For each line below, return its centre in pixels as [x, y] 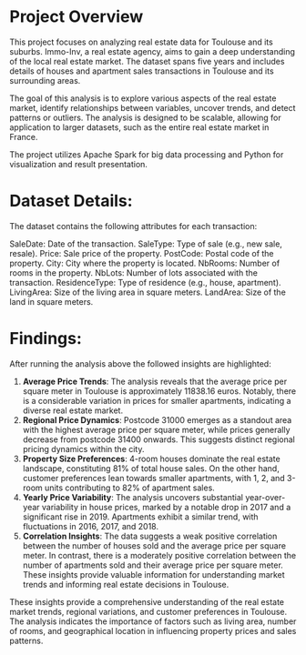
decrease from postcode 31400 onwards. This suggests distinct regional [159, 439]
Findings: [46, 339]
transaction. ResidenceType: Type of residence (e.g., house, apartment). [145, 282]
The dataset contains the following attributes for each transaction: [133, 226]
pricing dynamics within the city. [83, 448]
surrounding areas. [45, 80]
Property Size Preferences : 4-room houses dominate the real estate [151, 458]
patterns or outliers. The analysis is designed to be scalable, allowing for [145, 117]
